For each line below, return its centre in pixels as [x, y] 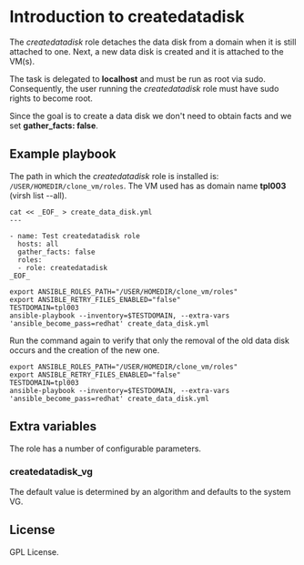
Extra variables [53, 426]
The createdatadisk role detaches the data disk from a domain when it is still [153, 42]
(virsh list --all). [38, 195]
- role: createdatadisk [62, 267]
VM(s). [22, 61]
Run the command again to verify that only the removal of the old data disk [149, 340]
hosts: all [38, 244]
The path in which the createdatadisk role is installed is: [114, 176]
